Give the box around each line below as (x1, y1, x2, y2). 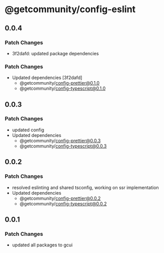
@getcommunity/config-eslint (5, 4, 136, 15)
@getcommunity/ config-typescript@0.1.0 (19, 85, 106, 92)
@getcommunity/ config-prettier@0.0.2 (19, 195, 101, 201)
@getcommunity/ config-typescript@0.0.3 (19, 143, 107, 149)
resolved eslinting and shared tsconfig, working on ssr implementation (12, 184, 159, 191)
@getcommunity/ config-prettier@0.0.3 (19, 137, 101, 143)
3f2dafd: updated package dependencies (12, 50, 99, 56)
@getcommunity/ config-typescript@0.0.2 (19, 200, 107, 206)
